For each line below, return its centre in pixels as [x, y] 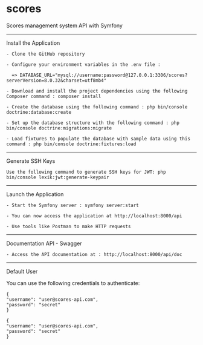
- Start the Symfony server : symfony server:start [72, 205]
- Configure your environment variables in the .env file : [84, 64]
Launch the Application [35, 194]
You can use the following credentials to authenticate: [73, 283]
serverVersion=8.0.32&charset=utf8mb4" [56, 80]
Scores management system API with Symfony [64, 25]
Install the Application [33, 43]
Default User [22, 271]
